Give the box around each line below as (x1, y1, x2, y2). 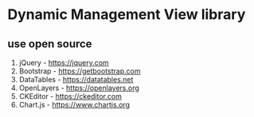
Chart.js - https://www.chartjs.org (18, 100, 131, 109)
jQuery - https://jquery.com (18, 58, 109, 67)
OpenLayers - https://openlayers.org (18, 83, 140, 92)
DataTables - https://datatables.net (18, 75, 134, 84)
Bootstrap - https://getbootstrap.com (18, 66, 141, 76)
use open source (7, 37, 92, 51)
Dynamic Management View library (7, 6, 246, 24)
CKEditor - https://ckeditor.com (18, 92, 123, 100)
